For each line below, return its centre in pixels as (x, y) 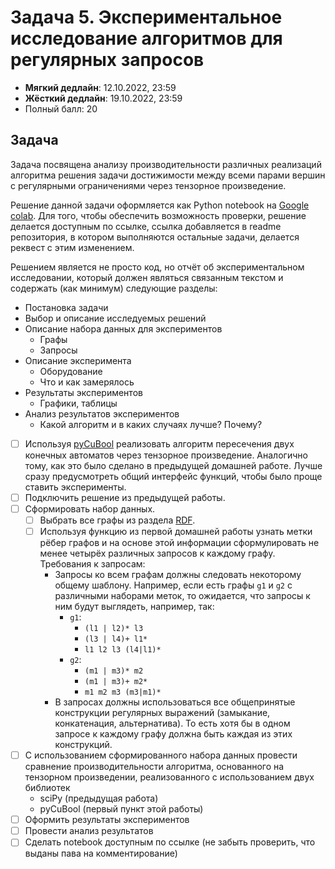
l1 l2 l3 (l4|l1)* (123, 650)
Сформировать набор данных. (90, 508)
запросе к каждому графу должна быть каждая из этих (173, 734)
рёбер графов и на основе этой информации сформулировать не (179, 543)
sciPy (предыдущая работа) (99, 798)
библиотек (47, 788)
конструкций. (83, 745)
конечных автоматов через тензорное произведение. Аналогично (166, 455)
